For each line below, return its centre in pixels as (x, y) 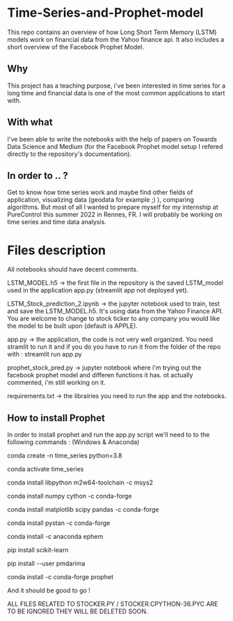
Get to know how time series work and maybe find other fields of (100, 192)
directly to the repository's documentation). (70, 154)
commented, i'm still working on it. (56, 383)
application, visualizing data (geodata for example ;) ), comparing (101, 200)
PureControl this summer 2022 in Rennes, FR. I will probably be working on (115, 214)
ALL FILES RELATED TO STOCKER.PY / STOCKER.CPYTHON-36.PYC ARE (113, 604)
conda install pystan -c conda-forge (59, 523)
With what (30, 122)
